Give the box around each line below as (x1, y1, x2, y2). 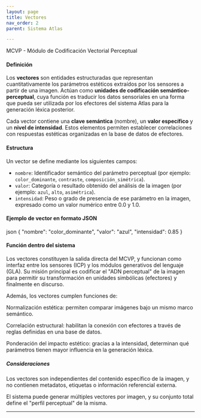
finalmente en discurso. (6, 281, 65, 288)
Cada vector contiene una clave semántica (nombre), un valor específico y (6, 118, 193, 125)
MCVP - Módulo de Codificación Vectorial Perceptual (6, 47, 138, 55)
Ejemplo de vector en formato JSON (6, 215, 98, 222)
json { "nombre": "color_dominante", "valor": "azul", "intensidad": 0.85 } (6, 228, 182, 235)
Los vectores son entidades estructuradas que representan (6, 74, 154, 82)
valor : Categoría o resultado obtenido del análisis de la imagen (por (14, 182, 182, 189)
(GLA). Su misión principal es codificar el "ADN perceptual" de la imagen (6, 268, 185, 275)
